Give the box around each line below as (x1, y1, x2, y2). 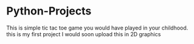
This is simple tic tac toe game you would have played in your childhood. (6, 24, 189, 31)
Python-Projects (6, 4, 92, 18)
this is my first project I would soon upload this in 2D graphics (6, 30, 161, 37)
